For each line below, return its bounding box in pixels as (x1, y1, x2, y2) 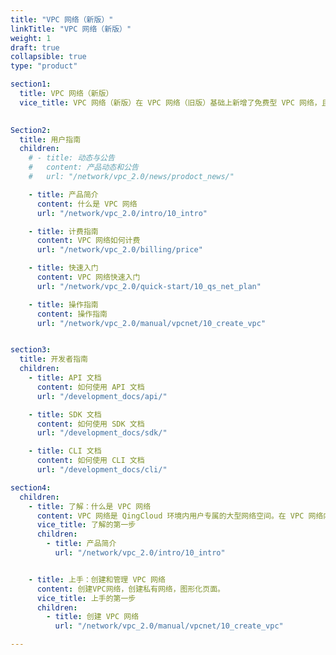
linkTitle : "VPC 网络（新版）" (10, 24, 132, 34)
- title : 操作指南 (28, 299, 99, 310)
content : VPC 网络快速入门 (36, 272, 141, 282)
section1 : (10, 79, 52, 90)
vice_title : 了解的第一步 (36, 520, 137, 530)
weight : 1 (10, 33, 52, 43)
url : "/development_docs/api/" (36, 391, 168, 401)
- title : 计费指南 (28, 226, 99, 236)
